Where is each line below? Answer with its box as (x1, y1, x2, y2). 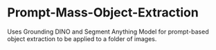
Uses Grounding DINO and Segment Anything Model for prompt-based (7, 27, 209, 36)
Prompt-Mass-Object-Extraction (7, 5, 199, 21)
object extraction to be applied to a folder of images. (7, 34, 157, 42)
